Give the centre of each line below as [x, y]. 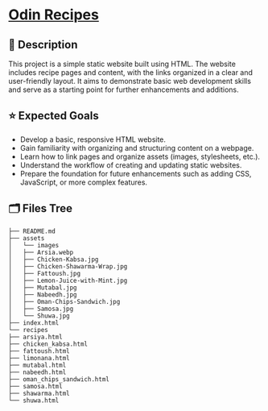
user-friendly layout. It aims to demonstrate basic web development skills [130, 81]
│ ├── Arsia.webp [41, 252]
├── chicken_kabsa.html [48, 344]
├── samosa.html [35, 386]
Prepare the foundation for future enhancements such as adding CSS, [136, 173]
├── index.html [34, 323]
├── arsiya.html [35, 337]
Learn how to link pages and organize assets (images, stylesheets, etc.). [140, 156]
